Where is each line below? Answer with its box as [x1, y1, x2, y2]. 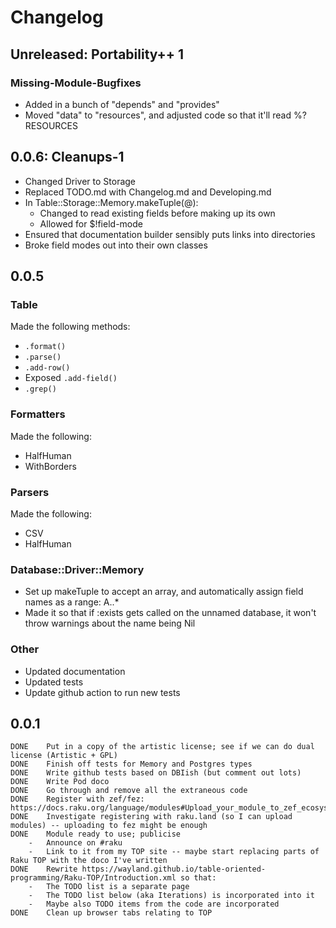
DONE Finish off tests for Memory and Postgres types [10, 759, 253, 770]
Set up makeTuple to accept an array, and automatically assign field [24, 586, 304, 598]
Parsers [10, 485, 50, 499]
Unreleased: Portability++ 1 [10, 46, 185, 63]
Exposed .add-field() [24, 372, 118, 384]
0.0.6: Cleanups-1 [10, 149, 125, 166]
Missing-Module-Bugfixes [10, 76, 142, 90]
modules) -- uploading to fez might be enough [10, 821, 208, 831]
